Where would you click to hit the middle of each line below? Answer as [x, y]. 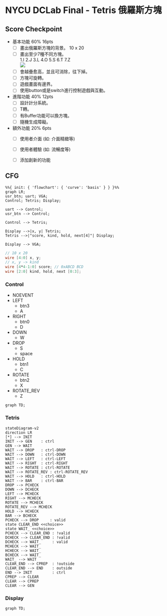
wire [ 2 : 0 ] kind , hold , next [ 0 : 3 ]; [43, 272]
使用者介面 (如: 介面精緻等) [47, 138]
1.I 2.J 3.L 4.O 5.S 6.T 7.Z [45, 60]
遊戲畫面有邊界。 [37, 84]
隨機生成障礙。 [35, 122]
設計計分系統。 [35, 103]
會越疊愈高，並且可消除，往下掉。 [55, 72]
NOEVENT [23, 295]
